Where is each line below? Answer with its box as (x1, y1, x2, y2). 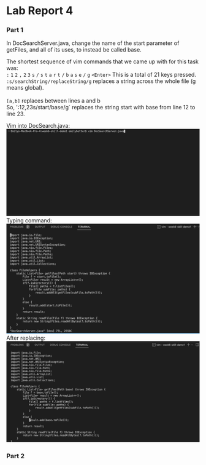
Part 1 (6, 26, 23, 34)
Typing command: (6, 216, 52, 224)
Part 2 (6, 451, 25, 460)
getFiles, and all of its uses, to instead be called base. (6, 46, 142, 53)
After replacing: (6, 334, 46, 342)
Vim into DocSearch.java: (6, 122, 71, 130)
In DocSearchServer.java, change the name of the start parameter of (6, 39, 180, 47)
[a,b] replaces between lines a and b (6, 97, 101, 104)
